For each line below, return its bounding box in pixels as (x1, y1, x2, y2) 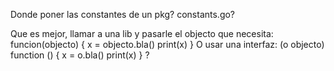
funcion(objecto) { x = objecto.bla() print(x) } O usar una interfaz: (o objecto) (10, 39, 325, 50)
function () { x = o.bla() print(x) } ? (10, 49, 150, 61)
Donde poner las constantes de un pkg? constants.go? (10, 9, 236, 20)
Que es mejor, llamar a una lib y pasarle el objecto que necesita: (10, 28, 274, 39)
